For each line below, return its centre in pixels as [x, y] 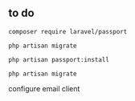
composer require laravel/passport [68, 31]
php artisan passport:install [59, 59]
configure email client [44, 88]
